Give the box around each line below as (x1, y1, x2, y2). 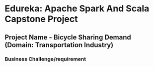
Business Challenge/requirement (4, 55, 86, 62)
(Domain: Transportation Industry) (4, 40, 114, 49)
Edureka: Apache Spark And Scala (4, 3, 150, 14)
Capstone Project (4, 13, 78, 25)
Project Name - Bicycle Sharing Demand (4, 33, 131, 41)
